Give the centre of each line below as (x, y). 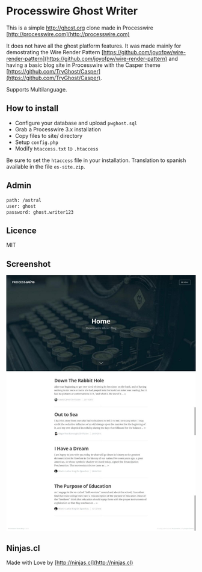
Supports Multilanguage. (37, 89)
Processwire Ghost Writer (72, 11)
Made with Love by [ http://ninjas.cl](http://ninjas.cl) (70, 562)
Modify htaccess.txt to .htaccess (57, 148)
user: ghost (21, 206)
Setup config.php (36, 142)
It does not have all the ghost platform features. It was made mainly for (94, 46)
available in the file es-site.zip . (46, 166)
